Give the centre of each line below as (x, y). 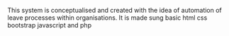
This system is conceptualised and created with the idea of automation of (114, 10)
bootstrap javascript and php (50, 25)
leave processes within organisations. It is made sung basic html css (107, 18)
